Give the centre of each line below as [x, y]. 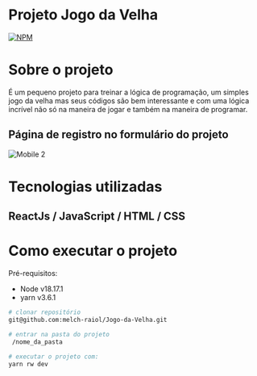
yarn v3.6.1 [38, 298]
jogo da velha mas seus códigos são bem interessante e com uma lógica [129, 100]
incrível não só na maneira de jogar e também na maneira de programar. [128, 109]
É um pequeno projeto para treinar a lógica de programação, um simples [129, 92]
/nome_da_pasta [37, 342]
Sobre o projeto [61, 70]
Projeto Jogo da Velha [83, 15]
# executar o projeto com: [54, 357]
